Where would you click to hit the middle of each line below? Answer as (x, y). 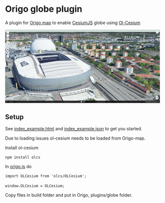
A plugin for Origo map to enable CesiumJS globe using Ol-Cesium (73, 23)
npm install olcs (23, 157)
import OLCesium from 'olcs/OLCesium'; (46, 176)
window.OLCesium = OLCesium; (35, 186)
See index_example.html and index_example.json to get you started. (74, 128)
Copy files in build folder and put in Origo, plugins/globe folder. (69, 195)
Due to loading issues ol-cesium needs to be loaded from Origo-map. (75, 138)
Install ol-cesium (22, 147)
